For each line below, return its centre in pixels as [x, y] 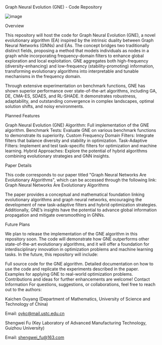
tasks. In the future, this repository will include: [52, 254]
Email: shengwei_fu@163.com [35, 337]
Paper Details [18, 165]
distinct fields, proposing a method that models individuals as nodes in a [77, 51]
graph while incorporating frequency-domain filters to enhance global [74, 56]
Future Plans [17, 224]
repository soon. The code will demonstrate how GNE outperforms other [77, 239]
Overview [15, 26]
